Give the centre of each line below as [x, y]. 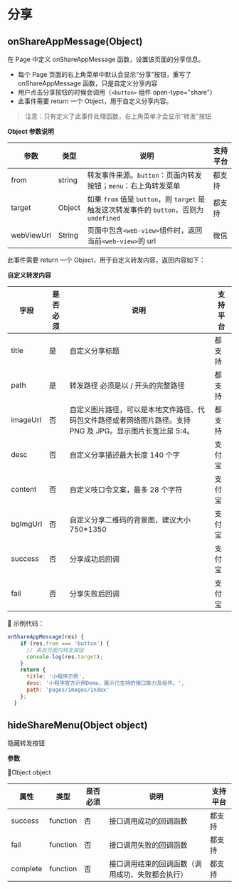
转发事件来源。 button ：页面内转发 [144, 175]
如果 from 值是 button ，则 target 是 [146, 199]
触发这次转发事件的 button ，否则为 [145, 210]
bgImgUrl [27, 524]
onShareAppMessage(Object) [75, 41]
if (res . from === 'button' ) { [65, 643]
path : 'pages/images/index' [68, 690]
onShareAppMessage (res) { [46, 637]
